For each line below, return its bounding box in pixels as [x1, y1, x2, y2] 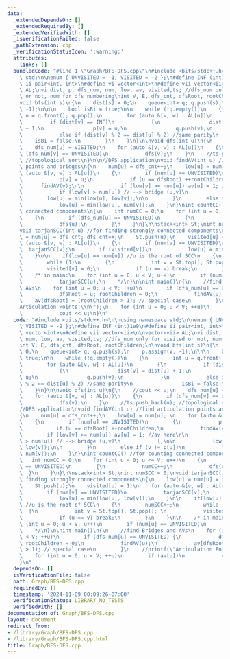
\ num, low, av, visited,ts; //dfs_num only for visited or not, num [19, 336, 222, 343]
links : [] [19, 61, 48, 68]
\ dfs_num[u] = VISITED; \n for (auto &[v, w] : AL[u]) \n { [19, 144, 219, 151]
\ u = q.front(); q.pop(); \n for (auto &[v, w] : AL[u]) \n [19, 112, 213, 119]
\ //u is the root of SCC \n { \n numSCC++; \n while [19, 502, 219, 509]
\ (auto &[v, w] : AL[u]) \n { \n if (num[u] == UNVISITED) [19, 170, 219, 176]
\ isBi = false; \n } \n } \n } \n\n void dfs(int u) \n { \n [19, 138, 213, 145]
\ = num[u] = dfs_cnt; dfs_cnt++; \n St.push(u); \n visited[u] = [19, 233, 225, 240]
